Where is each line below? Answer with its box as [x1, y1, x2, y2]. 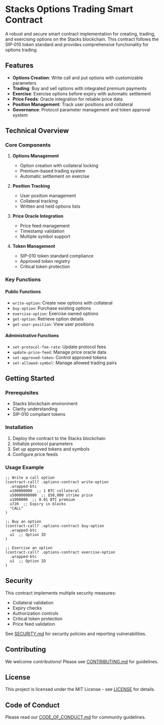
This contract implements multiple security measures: [5, 590, 116, 596]
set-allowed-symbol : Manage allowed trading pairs [12, 360, 117, 366]
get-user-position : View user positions [12, 321, 94, 327]
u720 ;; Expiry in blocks [10, 502, 66, 507]
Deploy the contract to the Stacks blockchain [12, 435, 106, 441]
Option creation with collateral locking [20, 163, 99, 169]
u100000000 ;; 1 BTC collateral [10, 488, 80, 494]
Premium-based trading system [20, 168, 85, 174]
